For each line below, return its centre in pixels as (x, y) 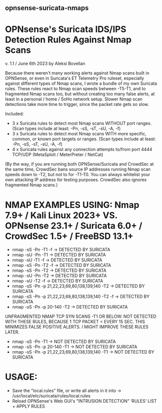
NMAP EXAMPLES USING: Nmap (72, 205)
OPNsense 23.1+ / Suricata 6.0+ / (74, 226)
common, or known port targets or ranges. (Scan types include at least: (84, 139)
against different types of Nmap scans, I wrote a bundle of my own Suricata (81, 83)
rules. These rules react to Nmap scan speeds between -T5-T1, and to (75, 89)
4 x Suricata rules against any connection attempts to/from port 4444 (82, 150)
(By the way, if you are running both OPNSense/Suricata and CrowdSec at (80, 164)
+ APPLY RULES (29, 406)
